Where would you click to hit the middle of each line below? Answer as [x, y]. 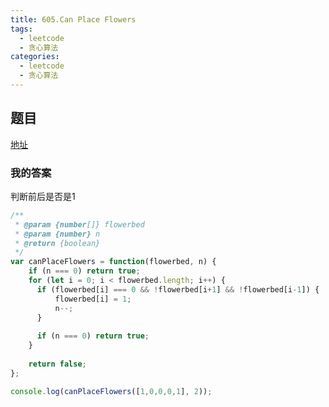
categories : [35, 57]
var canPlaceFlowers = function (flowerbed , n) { [113, 262]
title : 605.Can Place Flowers [73, 19]
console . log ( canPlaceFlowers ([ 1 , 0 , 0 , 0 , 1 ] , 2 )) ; [111, 391]
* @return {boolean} [57, 243]
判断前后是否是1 [43, 196]
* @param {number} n [57, 234]
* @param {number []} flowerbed [79, 224]
